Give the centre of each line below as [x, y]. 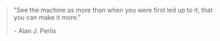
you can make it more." [47, 17]
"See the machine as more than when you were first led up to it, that [113, 10]
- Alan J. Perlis [35, 31]
